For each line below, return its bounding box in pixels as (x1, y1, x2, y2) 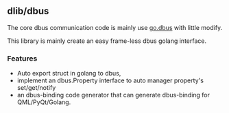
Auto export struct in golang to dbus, (16, 69, 121, 78)
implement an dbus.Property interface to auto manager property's (16, 76, 204, 84)
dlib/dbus (7, 5, 49, 17)
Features (7, 54, 38, 63)
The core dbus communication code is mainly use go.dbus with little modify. (7, 23, 223, 31)
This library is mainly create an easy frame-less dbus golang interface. (7, 37, 207, 45)
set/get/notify (16, 84, 56, 92)
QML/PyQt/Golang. (16, 98, 71, 106)
